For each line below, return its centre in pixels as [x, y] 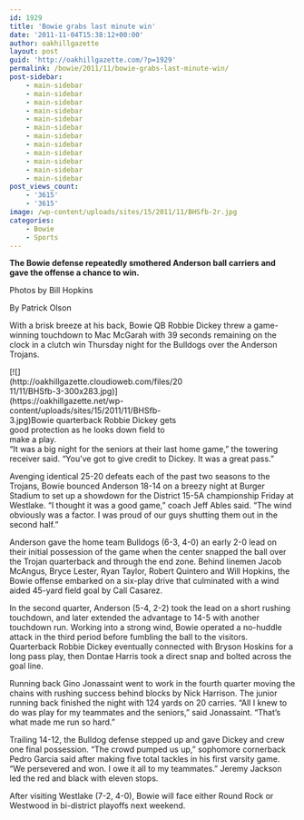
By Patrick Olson [40, 308]
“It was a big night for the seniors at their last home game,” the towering [144, 450]
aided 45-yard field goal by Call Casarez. [86, 590]
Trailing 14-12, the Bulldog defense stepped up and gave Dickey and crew [147, 740]
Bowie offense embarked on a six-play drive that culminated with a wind [144, 581]
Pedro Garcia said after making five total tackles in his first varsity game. [145, 759]
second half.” [34, 525]
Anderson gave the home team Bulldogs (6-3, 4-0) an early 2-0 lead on [143, 542]
